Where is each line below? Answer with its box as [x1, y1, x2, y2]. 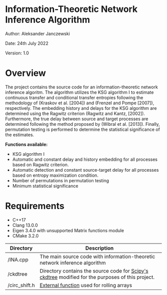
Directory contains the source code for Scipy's [39, 267, 149, 274]
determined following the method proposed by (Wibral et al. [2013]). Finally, [5, 121, 160, 127]
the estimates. [5, 131, 34, 138]
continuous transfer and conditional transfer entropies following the [5, 94, 143, 100]
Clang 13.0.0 [12, 222, 38, 228]
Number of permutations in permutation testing [12, 177, 109, 183]
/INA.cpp [7, 256, 29, 263]
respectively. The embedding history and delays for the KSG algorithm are [5, 105, 157, 111]
